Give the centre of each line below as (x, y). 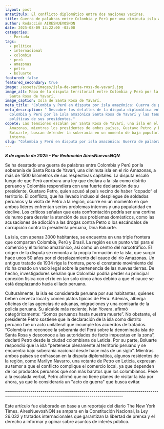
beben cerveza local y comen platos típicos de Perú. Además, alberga (75, 298)
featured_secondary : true (31, 82)
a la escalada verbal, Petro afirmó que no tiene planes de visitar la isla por (79, 377)
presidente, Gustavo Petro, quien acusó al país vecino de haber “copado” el (81, 191)
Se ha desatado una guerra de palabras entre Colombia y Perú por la (74, 165)
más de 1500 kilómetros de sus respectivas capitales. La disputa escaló (77, 175)
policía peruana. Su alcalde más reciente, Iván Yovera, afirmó (67, 309)
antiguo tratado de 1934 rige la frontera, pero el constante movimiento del (79, 263)
